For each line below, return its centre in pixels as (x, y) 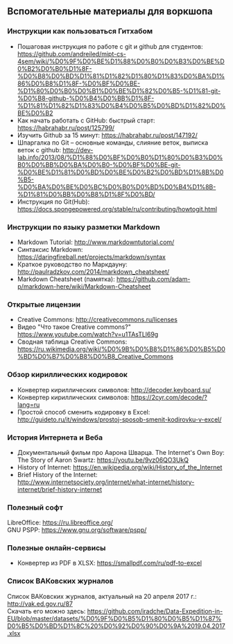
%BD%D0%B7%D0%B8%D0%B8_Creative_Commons (95, 357)
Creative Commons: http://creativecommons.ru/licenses (97, 320)
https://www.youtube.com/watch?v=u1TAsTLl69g (88, 335)
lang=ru (28, 404)
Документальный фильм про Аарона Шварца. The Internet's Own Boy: (121, 452)
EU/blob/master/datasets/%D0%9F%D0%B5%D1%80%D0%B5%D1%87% (114, 618)
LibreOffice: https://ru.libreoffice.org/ (60, 523)
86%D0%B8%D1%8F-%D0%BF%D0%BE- (79, 83)
